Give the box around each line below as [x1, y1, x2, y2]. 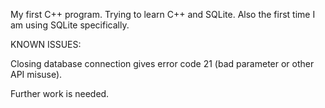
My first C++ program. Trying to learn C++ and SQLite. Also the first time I [10, 9, 316, 20]
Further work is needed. [10, 88, 110, 99]
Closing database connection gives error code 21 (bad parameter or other [10, 58, 315, 69]
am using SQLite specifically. [10, 19, 130, 31]
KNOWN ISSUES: [10, 39, 82, 50]
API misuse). [10, 69, 63, 80]
